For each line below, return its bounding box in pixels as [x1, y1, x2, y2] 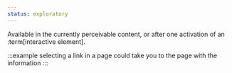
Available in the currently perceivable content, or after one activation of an [7, 30, 226, 38]
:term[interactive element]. [7, 37, 85, 46]
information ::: [7, 58, 48, 67]
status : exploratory [7, 10, 69, 18]
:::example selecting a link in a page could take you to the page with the [7, 51, 218, 60]
